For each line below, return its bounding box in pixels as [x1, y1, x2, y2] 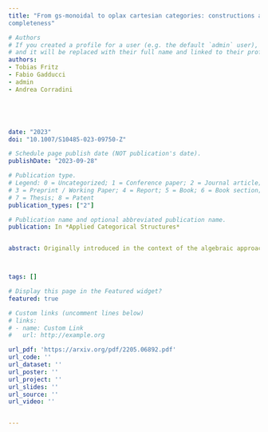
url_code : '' [8, 353, 52, 362]
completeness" [8, 19, 56, 27]
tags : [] [8, 273, 37, 281]
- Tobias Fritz [8, 63, 59, 72]
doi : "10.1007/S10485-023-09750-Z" [8, 135, 127, 144]
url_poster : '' [8, 368, 59, 376]
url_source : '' [8, 390, 59, 398]
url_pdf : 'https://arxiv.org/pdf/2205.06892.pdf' [8, 346, 177, 354]
